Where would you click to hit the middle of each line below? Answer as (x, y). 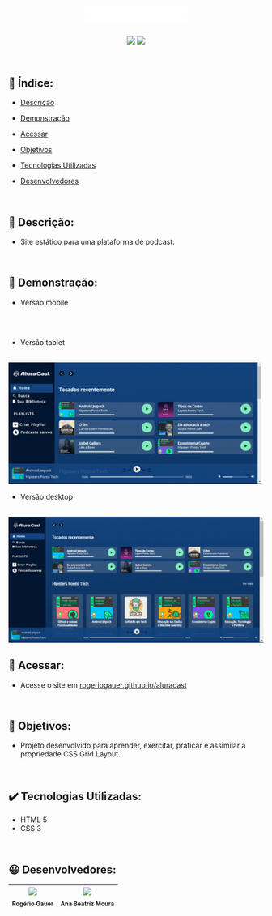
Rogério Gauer (33, 904)
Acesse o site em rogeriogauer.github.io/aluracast (104, 685)
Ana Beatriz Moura (87, 904)
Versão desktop (46, 496)
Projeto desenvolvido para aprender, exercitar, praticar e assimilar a (133, 746)
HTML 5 (34, 820)
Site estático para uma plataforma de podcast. (98, 241)
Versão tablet (42, 342)
